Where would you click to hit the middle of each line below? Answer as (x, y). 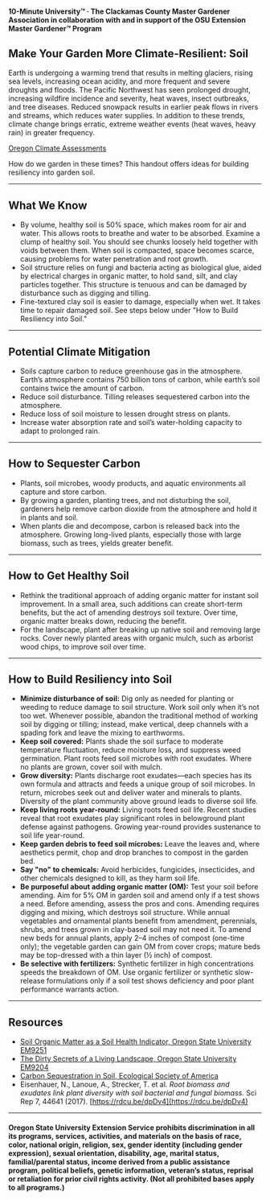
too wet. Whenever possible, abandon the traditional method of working (139, 715)
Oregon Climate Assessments (57, 148)
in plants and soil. (49, 517)
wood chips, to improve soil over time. (83, 646)
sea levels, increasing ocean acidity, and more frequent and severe (119, 81)
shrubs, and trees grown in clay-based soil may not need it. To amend (135, 930)
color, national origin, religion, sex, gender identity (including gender (125, 1144)
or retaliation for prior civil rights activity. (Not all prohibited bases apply (131, 1178)
